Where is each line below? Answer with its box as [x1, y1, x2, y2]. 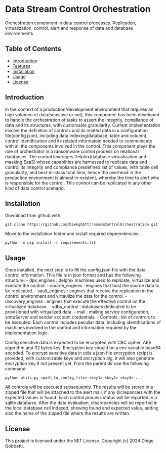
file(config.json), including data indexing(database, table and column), [5, 133, 148, 138]
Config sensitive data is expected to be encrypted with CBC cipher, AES [5, 340, 152, 346]
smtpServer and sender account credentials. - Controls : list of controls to [5, 314, 156, 320]
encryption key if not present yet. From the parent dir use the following [5, 361, 149, 366]
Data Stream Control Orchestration [5, 3, 151, 15]
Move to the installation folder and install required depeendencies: [5, 231, 140, 237]
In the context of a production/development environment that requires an [5, 106, 154, 112]
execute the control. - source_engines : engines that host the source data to [5, 283, 160, 289]
